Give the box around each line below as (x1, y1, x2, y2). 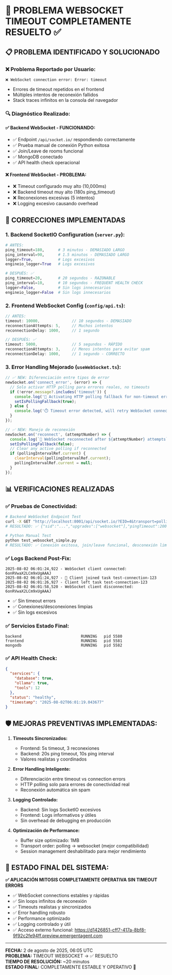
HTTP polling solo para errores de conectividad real (20, 782, 130, 788)
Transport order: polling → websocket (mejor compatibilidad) (20, 843, 149, 849)
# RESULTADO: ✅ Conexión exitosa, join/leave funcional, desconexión (5, 543, 158, 548)
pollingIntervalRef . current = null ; (14, 461, 93, 466)
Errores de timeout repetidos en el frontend (12, 86, 104, 92)
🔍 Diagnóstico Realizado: (5, 110, 71, 117)
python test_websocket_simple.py (5, 537, 77, 543)
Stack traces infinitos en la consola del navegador (12, 97, 118, 103)
